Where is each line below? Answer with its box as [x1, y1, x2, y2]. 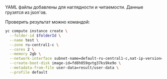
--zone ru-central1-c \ [9, 42, 59, 47]
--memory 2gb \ [9, 51, 41, 56]
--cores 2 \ [9, 47, 35, 52]
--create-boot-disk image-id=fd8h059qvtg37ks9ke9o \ [9, 61, 121, 66]
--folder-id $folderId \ [9, 33, 61, 38]
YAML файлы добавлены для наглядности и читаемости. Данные [5, 4, 144, 10]
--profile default [9, 70, 48, 75]
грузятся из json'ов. [5, 9, 47, 15]
